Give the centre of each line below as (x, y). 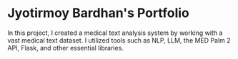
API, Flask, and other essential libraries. (65, 48)
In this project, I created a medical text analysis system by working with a (115, 33)
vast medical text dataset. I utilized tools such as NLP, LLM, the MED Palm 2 (119, 40)
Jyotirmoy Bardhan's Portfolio (98, 13)
